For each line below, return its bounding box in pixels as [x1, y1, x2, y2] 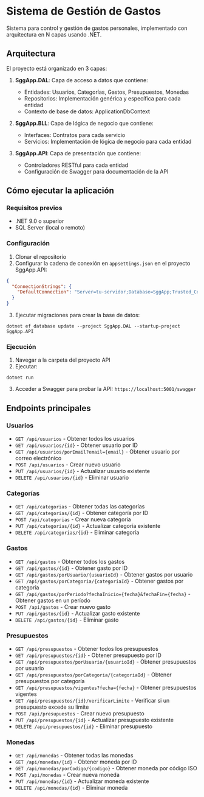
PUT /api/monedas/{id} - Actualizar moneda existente [15, 778, 149, 785]
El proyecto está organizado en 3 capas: [6, 65, 107, 72]
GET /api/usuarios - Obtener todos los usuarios [15, 435, 135, 443]
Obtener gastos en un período [15, 597, 91, 604]
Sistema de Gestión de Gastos [6, 4, 161, 18]
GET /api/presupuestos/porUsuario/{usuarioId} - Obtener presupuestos [15, 658, 197, 665]
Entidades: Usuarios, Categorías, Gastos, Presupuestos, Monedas [24, 88, 189, 96]
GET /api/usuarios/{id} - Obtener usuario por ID [15, 441, 138, 449]
